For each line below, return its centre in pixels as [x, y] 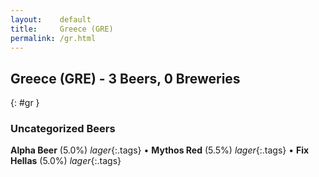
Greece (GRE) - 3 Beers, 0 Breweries [125, 78]
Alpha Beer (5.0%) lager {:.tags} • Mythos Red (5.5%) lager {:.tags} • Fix [160, 150]
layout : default [51, 19]
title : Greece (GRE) [62, 29]
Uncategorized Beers [63, 129]
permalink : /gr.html [53, 38]
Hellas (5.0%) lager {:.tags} [66, 161]
